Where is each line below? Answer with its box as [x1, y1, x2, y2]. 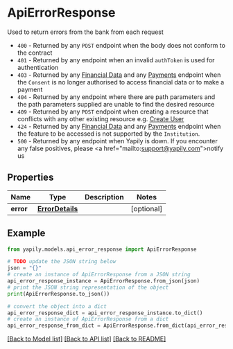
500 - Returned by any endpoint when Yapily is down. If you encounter [17, 136, 218, 145]
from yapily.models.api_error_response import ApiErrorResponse [7, 246, 197, 253]
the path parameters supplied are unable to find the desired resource [17, 100, 215, 108]
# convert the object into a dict [7, 303, 107, 310]
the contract [17, 48, 53, 57]
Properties [7, 172, 54, 184]
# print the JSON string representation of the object [7, 284, 169, 291]
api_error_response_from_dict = [7, 322, 101, 330]
